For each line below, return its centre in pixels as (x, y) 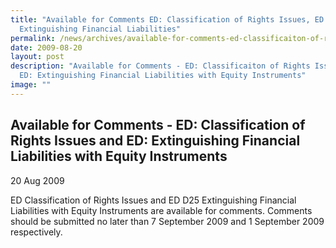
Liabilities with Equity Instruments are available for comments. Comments (161, 210)
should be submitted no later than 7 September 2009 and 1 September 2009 (167, 221)
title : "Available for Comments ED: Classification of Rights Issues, (160, 19)
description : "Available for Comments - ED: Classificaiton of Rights (160, 66)
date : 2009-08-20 (46, 47)
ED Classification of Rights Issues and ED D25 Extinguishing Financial (153, 200)
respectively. (36, 232)
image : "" (31, 85)
